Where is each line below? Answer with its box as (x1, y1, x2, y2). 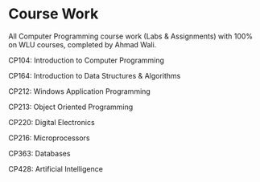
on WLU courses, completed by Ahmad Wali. (8, 39, 157, 49)
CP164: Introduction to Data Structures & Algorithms (8, 71, 181, 80)
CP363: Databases (8, 148, 71, 158)
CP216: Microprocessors (8, 133, 90, 143)
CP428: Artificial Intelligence (8, 164, 103, 173)
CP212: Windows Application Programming (8, 86, 151, 96)
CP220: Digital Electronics (8, 117, 95, 127)
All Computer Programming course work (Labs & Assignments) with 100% (8, 31, 254, 41)
